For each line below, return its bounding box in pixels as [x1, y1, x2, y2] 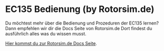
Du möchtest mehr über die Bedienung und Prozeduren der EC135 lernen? [5, 20, 159, 26]
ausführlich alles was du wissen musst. [5, 30, 87, 36]
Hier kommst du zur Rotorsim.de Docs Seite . [5, 40, 97, 46]
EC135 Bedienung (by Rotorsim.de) [5, 3, 154, 15]
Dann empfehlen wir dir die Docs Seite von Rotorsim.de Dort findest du [5, 25, 152, 31]
